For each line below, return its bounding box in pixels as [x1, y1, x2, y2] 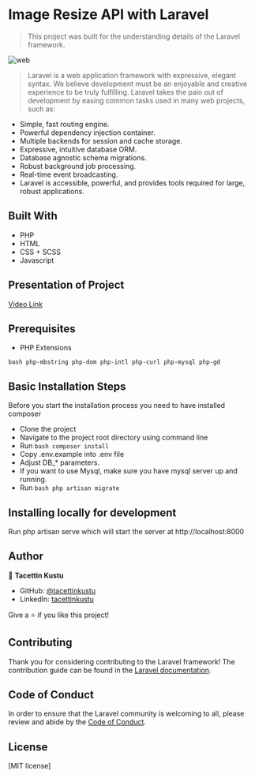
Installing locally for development [8, 506, 177, 519]
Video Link [8, 299, 43, 309]
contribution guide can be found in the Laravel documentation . [8, 665, 212, 675]
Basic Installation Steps [8, 380, 126, 393]
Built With [8, 209, 58, 223]
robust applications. [19, 186, 84, 196]
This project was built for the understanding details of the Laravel [27, 32, 241, 41]
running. [19, 475, 47, 484]
